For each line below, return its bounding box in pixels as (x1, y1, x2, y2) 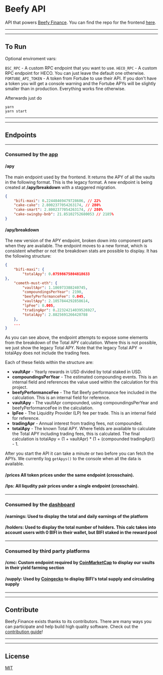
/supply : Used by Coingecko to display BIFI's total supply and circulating (5, 576, 154, 582)
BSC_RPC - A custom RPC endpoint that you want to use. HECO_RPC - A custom (5, 65, 158, 71)
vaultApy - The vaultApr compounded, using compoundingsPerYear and (12, 400, 158, 406)
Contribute (5, 606, 39, 614)
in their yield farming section (5, 565, 65, 571)
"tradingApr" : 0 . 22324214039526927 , (22, 308, 97, 312)
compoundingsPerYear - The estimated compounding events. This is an (12, 374, 158, 380)
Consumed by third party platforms (5, 548, 90, 554)
